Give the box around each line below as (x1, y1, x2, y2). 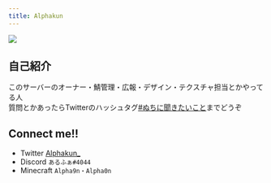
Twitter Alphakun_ (19, 148, 81, 159)
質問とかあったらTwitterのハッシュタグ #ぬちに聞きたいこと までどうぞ (8, 102, 242, 112)
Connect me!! (8, 127, 79, 141)
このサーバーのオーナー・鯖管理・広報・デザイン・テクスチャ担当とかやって (8, 82, 264, 92)
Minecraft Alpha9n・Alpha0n (19, 166, 112, 176)
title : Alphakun (8, 11, 63, 20)
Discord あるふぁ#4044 (19, 157, 91, 167)
